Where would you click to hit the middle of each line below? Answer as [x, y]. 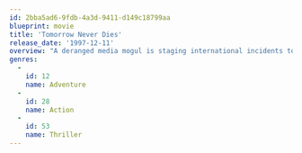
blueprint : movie [42, 26]
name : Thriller [54, 135]
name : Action [50, 110]
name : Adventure [56, 85]
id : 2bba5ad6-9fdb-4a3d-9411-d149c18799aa [90, 18]
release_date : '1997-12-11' [62, 43]
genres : [24, 59]
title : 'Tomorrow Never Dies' [66, 34]
